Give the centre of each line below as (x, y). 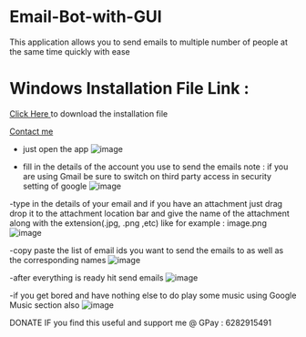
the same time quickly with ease (70, 51)
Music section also (45, 305)
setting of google (55, 186)
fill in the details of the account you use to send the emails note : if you (155, 167)
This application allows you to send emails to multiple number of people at (149, 42)
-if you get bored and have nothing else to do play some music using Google (153, 295)
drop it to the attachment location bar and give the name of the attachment (149, 213)
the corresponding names (58, 260)
